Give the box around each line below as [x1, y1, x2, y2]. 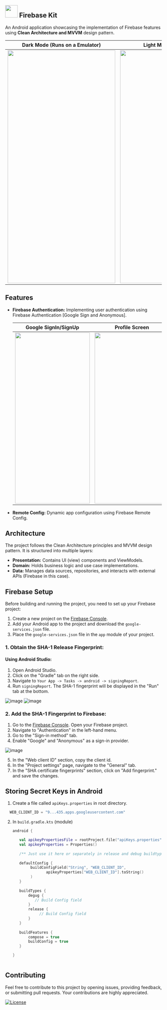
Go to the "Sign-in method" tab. [12, 732, 78, 738]
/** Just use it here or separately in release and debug [19, 851, 142, 856]
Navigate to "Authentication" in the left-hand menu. [12, 727, 118, 733]
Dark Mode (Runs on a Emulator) [22, 41, 101, 48]
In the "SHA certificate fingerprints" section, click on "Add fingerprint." [12, 767, 157, 773]
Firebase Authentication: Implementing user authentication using [12, 307, 148, 313]
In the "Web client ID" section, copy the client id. [12, 757, 112, 763]
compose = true [28, 934, 60, 939]
